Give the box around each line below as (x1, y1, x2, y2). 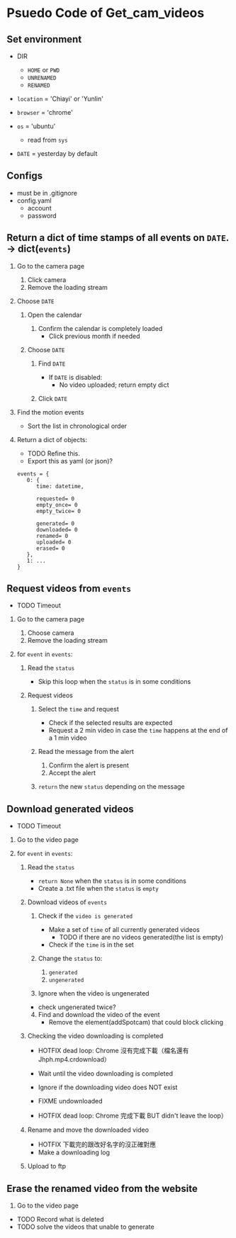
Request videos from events (6, 583, 132, 595)
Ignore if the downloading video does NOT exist (38, 1083, 178, 1092)
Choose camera (27, 629, 74, 637)
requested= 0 (35, 495, 75, 502)
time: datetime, (35, 483, 84, 490)
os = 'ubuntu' (16, 122, 56, 130)
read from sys (27, 136, 68, 144)
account (27, 203, 52, 212)
